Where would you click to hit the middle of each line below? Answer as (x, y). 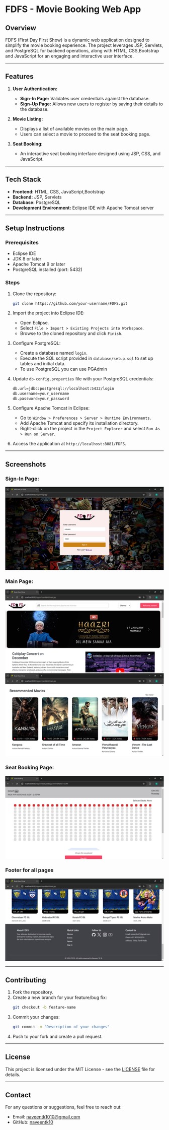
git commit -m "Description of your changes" (61, 1027)
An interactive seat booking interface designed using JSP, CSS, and (90, 153)
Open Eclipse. (34, 323)
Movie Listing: (28, 119)
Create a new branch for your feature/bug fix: (60, 997)
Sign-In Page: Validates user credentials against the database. (85, 98)
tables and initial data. (43, 364)
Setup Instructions (35, 228)
